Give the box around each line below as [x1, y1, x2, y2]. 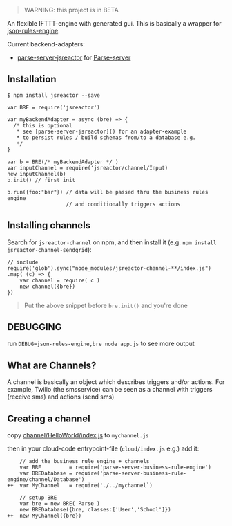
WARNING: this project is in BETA [23, 6, 119, 14]
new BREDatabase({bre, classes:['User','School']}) [19, 507, 171, 514]
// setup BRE [19, 494, 57, 501]
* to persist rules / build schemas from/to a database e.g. [16, 134, 196, 141]
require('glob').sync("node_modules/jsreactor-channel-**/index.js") [7, 264, 212, 272]
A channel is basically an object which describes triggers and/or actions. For [7, 378, 225, 386]
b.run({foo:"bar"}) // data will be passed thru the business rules [7, 188, 209, 196]
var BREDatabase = [19, 470, 72, 477]
